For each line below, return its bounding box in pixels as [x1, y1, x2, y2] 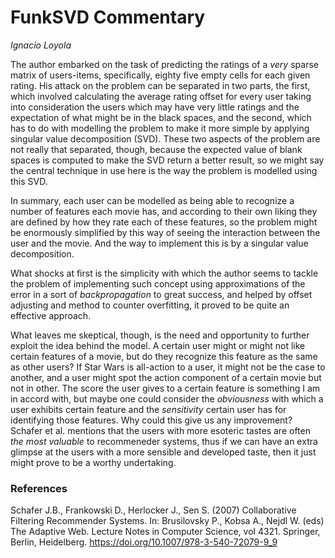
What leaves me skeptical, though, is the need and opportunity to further [10, 329, 310, 341]
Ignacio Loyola [10, 39, 72, 51]
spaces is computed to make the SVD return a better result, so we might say [10, 154, 325, 166]
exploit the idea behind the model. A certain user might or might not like [10, 339, 306, 351]
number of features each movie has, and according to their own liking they [10, 205, 318, 217]
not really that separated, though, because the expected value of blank [10, 143, 303, 155]
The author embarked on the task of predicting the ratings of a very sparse [10, 58, 319, 70]
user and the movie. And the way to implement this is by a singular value [10, 237, 309, 249]
